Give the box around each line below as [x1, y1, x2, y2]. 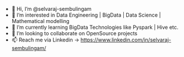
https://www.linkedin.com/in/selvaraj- [81, 36, 171, 43]
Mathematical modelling [11, 18, 70, 24]
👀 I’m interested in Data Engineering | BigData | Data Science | [11, 12, 161, 18]
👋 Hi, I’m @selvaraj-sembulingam [11, 6, 92, 12]
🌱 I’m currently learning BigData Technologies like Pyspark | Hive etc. [11, 24, 179, 31]
